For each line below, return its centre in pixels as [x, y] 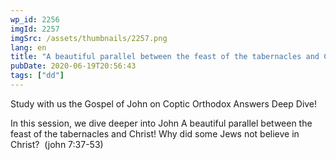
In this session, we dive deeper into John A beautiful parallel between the [161, 123]
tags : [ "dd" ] [37, 76]
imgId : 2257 [35, 29]
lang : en [28, 47]
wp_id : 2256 [35, 19]
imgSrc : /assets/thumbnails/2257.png [89, 38]
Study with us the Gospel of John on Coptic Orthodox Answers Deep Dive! [164, 103]
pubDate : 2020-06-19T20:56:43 [73, 66]
